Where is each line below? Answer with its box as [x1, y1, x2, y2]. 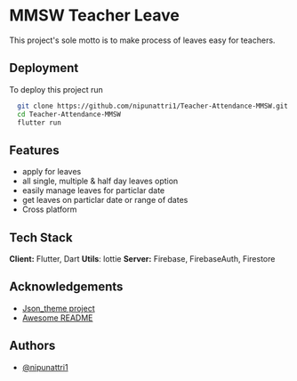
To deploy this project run [9, 84, 104, 94]
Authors [9, 338, 56, 353]
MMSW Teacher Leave [9, 5, 181, 26]
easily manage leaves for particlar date [21, 185, 165, 196]
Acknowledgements [9, 280, 124, 295]
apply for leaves [21, 166, 82, 177]
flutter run [17, 118, 62, 127]
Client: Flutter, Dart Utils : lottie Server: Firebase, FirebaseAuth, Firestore [9, 254, 276, 263]
